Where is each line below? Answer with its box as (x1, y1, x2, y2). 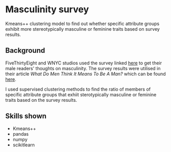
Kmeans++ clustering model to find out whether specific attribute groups (5, 20, 160, 27)
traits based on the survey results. (5, 97, 77, 103)
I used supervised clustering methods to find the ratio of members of (5, 86, 151, 92)
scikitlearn (12, 142, 35, 148)
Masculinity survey (5, 4, 89, 15)
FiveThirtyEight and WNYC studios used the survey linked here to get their (5, 60, 162, 66)
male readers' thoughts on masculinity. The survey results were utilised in (5, 65, 161, 71)
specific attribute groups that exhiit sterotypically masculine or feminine (5, 91, 157, 98)
